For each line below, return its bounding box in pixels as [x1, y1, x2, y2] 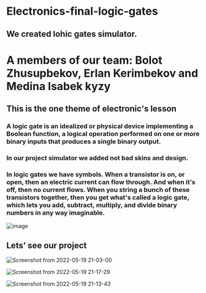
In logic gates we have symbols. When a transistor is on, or [6, 170, 185, 178]
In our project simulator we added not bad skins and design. [6, 154, 189, 162]
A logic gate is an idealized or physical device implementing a [6, 122, 194, 131]
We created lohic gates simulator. [6, 29, 137, 39]
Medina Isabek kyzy [6, 79, 111, 93]
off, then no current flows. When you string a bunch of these [6, 185, 190, 194]
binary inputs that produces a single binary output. [6, 137, 161, 146]
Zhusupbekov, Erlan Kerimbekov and [6, 66, 199, 80]
